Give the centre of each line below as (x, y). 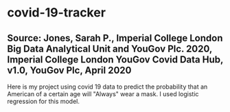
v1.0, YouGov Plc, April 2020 (69, 70)
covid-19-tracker (57, 13)
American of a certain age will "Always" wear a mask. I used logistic (103, 94)
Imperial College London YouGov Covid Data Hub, (115, 59)
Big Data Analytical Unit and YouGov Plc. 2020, (110, 48)
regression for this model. (44, 101)
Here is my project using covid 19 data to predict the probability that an (107, 87)
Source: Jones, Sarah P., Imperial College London (115, 38)
